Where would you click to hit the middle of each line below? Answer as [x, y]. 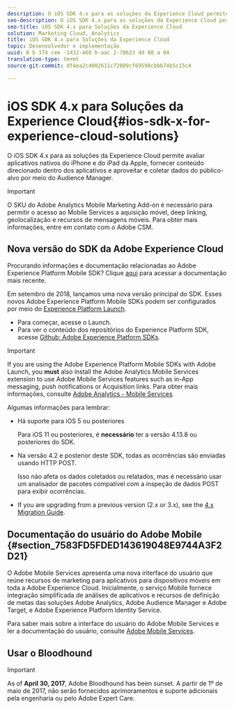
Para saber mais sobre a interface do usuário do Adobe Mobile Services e [113, 624]
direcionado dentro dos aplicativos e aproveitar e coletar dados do [103, 170]
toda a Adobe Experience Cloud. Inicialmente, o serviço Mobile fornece [110, 588]
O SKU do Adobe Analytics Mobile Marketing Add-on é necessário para [110, 205]
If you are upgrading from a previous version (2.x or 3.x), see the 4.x [115, 505]
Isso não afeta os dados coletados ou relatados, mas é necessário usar [119, 476]
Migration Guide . [41, 512]
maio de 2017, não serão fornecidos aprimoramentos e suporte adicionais [112, 691]
